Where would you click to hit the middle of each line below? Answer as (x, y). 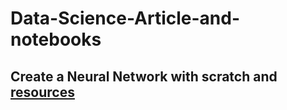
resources (42, 92)
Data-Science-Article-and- (125, 18)
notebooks (56, 39)
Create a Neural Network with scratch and (144, 76)
